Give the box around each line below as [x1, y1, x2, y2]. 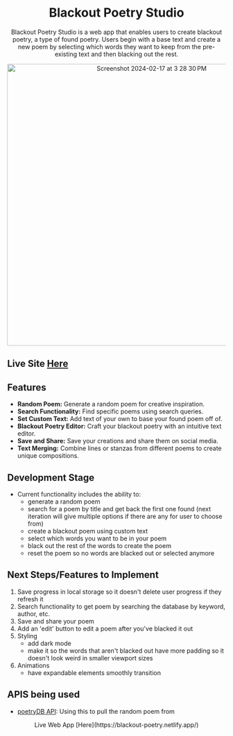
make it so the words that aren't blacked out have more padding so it [27, 647, 224, 655]
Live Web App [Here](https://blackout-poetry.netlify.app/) [34, 720, 199, 729]
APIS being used [7, 689, 80, 701]
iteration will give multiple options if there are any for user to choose [27, 512, 223, 520]
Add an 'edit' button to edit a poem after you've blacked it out [17, 624, 193, 633]
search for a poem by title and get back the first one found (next [27, 504, 212, 513]
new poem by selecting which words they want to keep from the [17, 42, 202, 51]
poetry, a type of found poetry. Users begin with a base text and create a [12, 35, 221, 43]
